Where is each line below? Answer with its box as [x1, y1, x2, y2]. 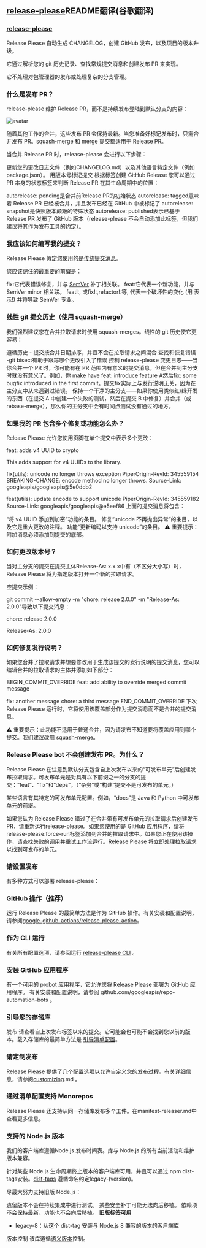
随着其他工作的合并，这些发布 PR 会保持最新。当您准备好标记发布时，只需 [6, 129, 194, 137]
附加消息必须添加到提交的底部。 [6, 530, 87, 538]
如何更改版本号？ [6, 548, 57, 556]
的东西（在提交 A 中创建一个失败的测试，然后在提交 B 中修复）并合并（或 [6, 394, 192, 402]
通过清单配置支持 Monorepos [6, 1092, 93, 1101]
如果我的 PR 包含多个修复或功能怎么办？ [6, 419, 124, 427]
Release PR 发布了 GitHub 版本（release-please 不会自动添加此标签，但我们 [6, 215, 198, 222]
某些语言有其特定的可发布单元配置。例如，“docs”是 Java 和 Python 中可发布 [6, 794, 199, 802]
